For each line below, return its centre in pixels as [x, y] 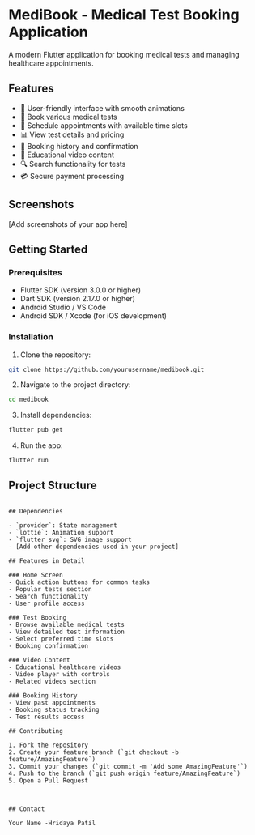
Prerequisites [35, 272]
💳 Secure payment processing [72, 176]
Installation [31, 337]
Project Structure [53, 486]
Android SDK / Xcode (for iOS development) [93, 316]
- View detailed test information [67, 632]
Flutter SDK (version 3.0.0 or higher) [81, 290]
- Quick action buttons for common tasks [79, 582]
